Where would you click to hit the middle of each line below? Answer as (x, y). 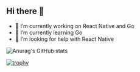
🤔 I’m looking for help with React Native (65, 39)
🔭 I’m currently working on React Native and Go (75, 26)
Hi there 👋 (25, 11)
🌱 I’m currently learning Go (49, 32)
